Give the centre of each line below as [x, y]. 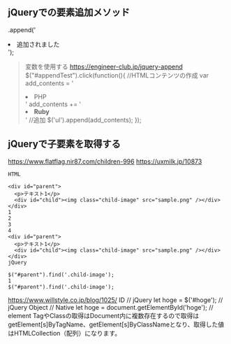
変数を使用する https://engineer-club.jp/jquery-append [104, 66]
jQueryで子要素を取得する [65, 144]
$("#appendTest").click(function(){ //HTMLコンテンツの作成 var [117, 75]
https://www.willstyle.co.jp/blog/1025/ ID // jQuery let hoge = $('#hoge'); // [115, 300]
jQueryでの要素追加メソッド [69, 13]
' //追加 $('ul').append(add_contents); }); [83, 120]
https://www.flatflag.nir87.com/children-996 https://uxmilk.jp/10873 [105, 161]
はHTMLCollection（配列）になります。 [65, 333]
